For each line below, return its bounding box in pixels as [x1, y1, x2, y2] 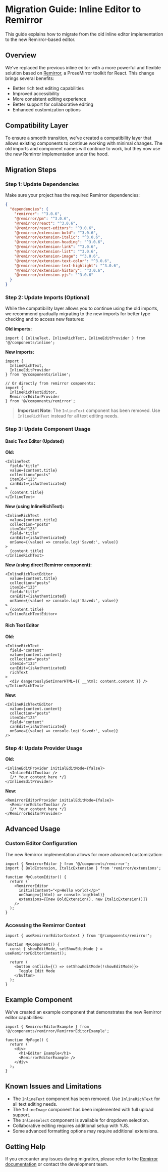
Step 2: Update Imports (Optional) [5, 294, 90, 301]
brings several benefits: [5, 75, 54, 81]
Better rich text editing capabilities [12, 85, 84, 91]
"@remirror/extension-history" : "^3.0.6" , [14, 268, 105, 273]
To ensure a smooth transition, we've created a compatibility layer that [5, 135, 151, 141]
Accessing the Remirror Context [5, 922, 86, 929]
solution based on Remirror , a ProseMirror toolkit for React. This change [5, 70, 155, 76]
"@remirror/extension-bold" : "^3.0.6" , [14, 230, 98, 235]
